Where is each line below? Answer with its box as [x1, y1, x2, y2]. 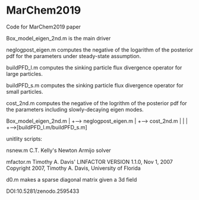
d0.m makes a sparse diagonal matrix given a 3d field [6, 176, 137, 183]
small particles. [6, 88, 43, 95]
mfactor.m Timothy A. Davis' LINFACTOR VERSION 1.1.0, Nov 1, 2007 [6, 158, 173, 165]
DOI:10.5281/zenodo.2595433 [6, 188, 80, 195]
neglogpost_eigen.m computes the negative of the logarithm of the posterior [6, 46, 193, 53]
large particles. [6, 70, 43, 77]
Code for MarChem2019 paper [6, 23, 81, 30]
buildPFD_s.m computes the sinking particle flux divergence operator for [6, 81, 184, 89]
